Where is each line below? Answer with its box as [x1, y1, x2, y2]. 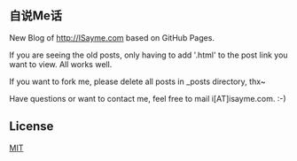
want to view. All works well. [9, 58, 113, 69]
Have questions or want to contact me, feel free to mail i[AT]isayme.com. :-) [9, 93, 286, 103]
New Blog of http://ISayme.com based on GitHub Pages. [9, 32, 215, 42]
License [9, 119, 54, 134]
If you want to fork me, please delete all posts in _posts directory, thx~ [9, 76, 266, 87]
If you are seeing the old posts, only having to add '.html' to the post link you [9, 50, 288, 60]
